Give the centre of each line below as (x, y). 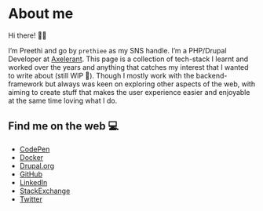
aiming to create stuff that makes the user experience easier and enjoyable (129, 92)
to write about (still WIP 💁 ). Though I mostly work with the (101, 75)
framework (26, 84)
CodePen (35, 149)
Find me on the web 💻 (64, 126)
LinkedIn (33, 182)
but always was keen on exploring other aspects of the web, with (150, 84)
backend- (212, 75)
